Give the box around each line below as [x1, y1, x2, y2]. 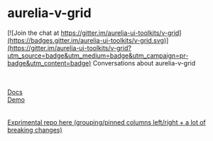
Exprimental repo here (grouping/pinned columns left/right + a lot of [7, 117, 206, 126]
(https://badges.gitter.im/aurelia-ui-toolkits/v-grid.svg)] [7, 36, 169, 44]
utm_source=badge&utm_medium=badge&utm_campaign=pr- [7, 51, 189, 60]
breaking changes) [7, 125, 62, 134]
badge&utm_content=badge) [7, 58, 92, 67]
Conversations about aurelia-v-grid [92, 58, 196, 67]
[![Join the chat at [7, 28, 60, 37]
